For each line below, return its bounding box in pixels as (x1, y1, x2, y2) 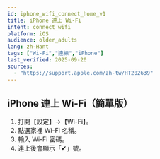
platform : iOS (7, 30, 50, 37)
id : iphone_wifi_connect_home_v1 (7, 10, 106, 18)
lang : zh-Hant (7, 43, 50, 50)
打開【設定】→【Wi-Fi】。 (17, 117, 93, 126)
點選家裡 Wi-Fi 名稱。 (17, 126, 81, 135)
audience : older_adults (7, 37, 78, 44)
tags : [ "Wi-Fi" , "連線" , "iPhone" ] (7, 50, 104, 57)
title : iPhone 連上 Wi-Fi (7, 17, 81, 24)
